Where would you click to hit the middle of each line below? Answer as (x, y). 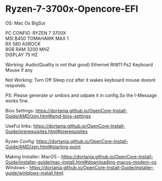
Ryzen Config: (20, 141)
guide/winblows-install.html (34, 173)
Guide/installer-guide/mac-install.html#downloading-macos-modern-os (81, 162)
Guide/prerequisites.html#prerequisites (47, 131)
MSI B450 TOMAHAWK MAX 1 (37, 38)
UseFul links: (19, 126)
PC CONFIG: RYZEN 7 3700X (36, 33)
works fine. (17, 101)
